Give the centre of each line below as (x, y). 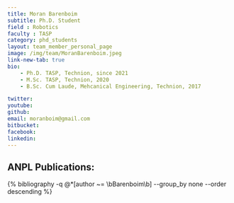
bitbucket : (23, 125)
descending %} (30, 192)
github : (19, 112)
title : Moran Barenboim (43, 14)
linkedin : (22, 139)
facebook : (22, 132)
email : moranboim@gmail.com (49, 119)
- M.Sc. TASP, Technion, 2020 (65, 80)
